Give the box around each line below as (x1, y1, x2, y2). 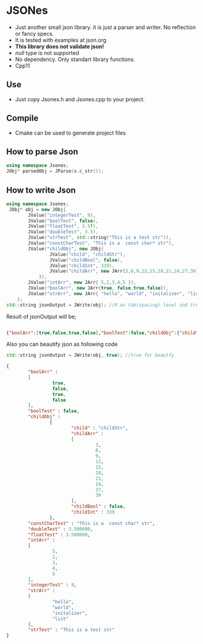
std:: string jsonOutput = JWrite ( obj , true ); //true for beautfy (6, 352, 174, 359)
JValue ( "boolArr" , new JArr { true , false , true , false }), (28, 285, 169, 292)
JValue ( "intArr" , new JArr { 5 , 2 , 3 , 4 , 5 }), (28, 279, 137, 285)
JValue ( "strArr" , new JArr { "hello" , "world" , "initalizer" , (28, 290, 185, 296)
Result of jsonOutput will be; (6, 313, 77, 320)
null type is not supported (14, 49, 80, 56)
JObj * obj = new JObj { (8, 206, 66, 212)
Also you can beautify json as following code (6, 340, 118, 348)
